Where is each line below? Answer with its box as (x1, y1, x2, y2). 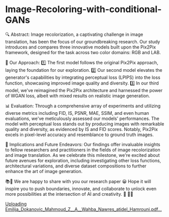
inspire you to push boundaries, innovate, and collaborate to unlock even (5, 186, 157, 192)
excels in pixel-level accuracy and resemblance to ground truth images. (5, 132, 154, 138)
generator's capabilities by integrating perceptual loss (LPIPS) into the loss (5, 74, 160, 80)
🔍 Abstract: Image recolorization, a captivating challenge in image (5, 31, 143, 37)
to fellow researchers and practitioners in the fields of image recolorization (5, 147, 160, 153)
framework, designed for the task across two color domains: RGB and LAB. (5, 49, 161, 55)
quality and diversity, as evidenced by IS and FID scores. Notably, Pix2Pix (5, 126, 158, 132)
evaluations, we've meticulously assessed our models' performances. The (5, 115, 160, 121)
